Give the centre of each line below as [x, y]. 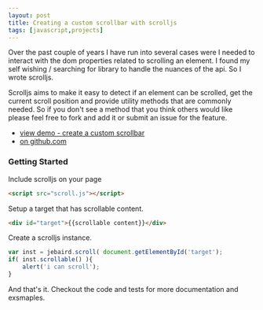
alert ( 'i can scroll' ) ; [61, 267]
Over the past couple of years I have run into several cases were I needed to [131, 53]
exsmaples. [27, 297]
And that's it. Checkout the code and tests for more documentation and [123, 289]
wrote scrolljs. [31, 77]
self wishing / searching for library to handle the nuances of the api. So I [125, 69]
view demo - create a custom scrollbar [82, 133]
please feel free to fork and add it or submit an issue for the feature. [118, 118]
